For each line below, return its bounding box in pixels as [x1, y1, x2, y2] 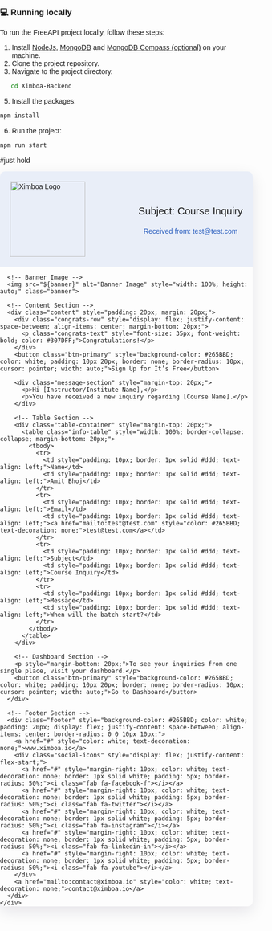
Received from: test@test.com [143, 227, 238, 236]
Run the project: [11, 126, 62, 136]
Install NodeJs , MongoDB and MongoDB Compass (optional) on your [11, 43, 227, 52]
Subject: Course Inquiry [138, 205, 243, 218]
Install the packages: [11, 96, 76, 106]
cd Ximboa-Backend [10, 82, 72, 91]
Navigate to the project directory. [11, 67, 113, 76]
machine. [11, 51, 41, 60]
